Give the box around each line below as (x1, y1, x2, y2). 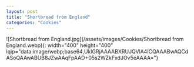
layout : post (6, 8, 38, 15)
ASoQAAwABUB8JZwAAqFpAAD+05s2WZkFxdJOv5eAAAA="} (6, 54, 159, 62)
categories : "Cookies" (6, 19, 62, 25)
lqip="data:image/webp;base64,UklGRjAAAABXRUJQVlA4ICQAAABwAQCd (6, 48, 189, 55)
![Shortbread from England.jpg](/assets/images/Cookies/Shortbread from (6, 36, 184, 43)
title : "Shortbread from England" (6, 14, 91, 20)
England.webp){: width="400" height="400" (6, 42, 113, 49)
